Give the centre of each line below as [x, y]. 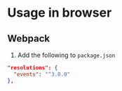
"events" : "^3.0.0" [42, 74]
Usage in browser [60, 13]
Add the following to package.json [66, 55]
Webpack [29, 39]
